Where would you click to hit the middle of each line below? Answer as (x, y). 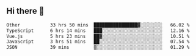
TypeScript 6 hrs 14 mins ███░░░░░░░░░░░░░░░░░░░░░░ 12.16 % (98, 31)
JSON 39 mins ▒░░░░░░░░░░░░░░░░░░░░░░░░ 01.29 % (98, 48)
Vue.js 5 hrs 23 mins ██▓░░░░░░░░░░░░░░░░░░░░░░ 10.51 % (98, 36)
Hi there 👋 (25, 11)
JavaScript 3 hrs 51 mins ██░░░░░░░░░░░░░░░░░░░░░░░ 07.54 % (98, 42)
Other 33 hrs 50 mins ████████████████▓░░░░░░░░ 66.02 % (98, 25)
